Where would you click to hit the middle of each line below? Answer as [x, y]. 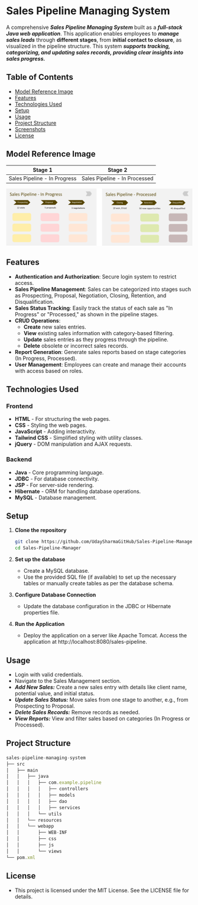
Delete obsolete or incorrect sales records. [76, 346]
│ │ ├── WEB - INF [37, 833]
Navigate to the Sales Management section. [68, 681]
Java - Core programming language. [59, 472]
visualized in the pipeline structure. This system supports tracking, [88, 46]
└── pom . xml [21, 857]
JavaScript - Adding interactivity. [55, 432]
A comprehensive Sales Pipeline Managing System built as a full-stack [94, 27]
